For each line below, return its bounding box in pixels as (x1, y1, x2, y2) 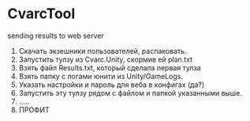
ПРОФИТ (18, 104, 50, 115)
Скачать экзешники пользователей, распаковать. (18, 46, 187, 55)
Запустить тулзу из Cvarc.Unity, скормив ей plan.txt (18, 55, 192, 64)
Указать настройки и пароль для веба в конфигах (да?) (18, 80, 205, 89)
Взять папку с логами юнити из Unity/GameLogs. (18, 71, 183, 81)
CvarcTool (7, 5, 76, 23)
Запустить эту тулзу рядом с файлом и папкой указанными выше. (18, 88, 242, 97)
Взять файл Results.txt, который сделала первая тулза (18, 62, 202, 72)
